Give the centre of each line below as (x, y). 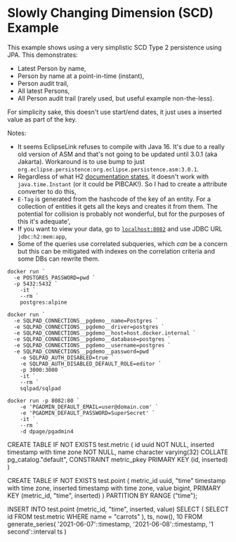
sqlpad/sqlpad (40, 388)
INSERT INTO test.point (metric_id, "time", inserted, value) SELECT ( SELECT (118, 509)
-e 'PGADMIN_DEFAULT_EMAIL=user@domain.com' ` (89, 407)
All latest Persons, (44, 91)
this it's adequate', (44, 221)
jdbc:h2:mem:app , (42, 236)
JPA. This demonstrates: (43, 55)
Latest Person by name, (52, 68)
